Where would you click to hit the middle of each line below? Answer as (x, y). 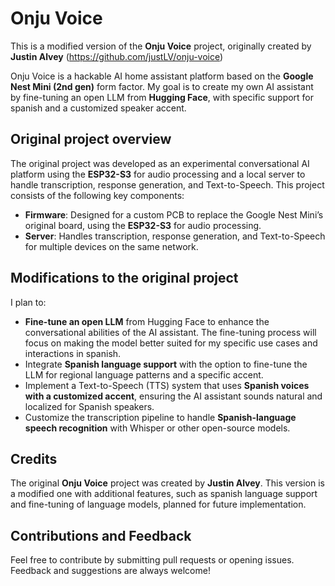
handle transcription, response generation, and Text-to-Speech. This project (167, 184)
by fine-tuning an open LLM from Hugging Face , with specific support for (162, 97)
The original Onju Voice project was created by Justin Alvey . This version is (167, 483)
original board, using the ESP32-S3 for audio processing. (143, 225)
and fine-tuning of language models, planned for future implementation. (158, 504)
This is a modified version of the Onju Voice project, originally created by (161, 46)
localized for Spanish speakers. (89, 406)
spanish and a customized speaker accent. (98, 108)
